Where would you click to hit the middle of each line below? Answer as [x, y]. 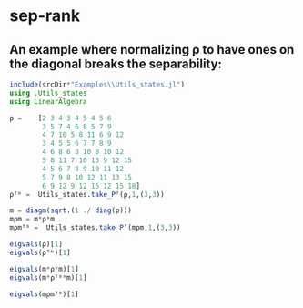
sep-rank [45, 16]
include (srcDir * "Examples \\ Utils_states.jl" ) [97, 85]
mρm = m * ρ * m [32, 220]
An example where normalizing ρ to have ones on [152, 50]
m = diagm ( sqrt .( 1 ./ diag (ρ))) [71, 210]
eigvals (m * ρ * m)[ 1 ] [44, 269]
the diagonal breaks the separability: [116, 63]
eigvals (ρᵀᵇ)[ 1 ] [40, 252]
